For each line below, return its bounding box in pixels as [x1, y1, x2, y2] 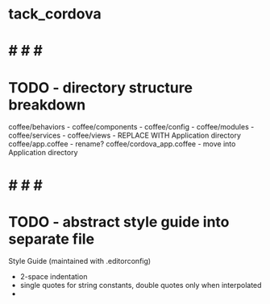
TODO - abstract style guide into [8, 212, 230, 231]
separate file [8, 230, 95, 248]
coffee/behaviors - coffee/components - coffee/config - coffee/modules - [8, 122, 255, 132]
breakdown [8, 96, 86, 113]
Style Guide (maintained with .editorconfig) [8, 257, 152, 266]
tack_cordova [8, 5, 102, 23]
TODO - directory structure [8, 78, 193, 97]
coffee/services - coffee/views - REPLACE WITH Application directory [8, 130, 242, 141]
